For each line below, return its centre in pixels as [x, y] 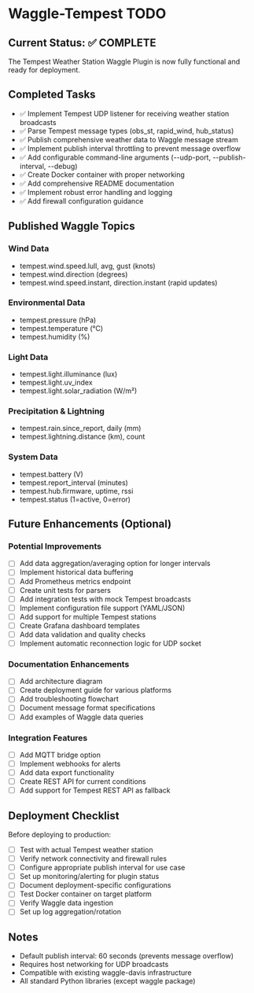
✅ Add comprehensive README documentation [97, 183]
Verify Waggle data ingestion [66, 903]
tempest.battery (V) [52, 474]
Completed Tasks [52, 95]
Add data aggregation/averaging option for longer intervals [115, 564]
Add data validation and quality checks [83, 634]
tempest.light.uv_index [56, 383]
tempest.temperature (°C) [61, 328]
